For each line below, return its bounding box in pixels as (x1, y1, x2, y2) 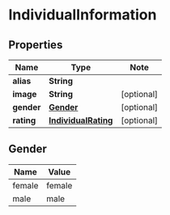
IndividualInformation (8, 6, 157, 24)
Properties (8, 38, 63, 52)
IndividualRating (48, 115, 113, 126)
